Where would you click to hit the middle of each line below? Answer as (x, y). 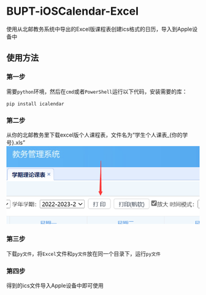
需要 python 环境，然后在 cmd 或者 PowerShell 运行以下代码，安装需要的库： (97, 91)
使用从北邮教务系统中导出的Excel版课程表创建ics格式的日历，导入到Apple (99, 29)
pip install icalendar (35, 104)
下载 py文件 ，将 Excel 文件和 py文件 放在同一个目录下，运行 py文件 (84, 253)
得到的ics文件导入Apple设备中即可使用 (55, 285)
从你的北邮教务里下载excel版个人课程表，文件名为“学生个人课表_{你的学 (97, 135)
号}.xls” (16, 142)
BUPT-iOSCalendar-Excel (73, 11)
